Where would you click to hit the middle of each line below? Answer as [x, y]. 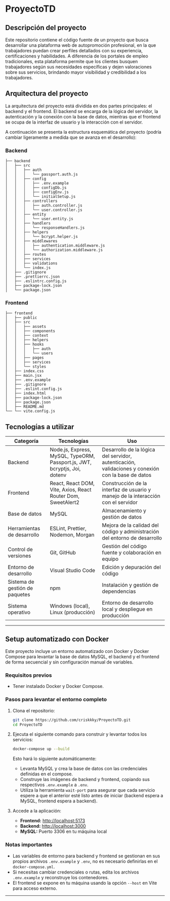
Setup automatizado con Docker [57, 639]
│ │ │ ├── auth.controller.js [44, 206]
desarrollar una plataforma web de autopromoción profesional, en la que [81, 45]
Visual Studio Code [72, 570]
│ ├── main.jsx [24, 376]
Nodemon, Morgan [72, 535]
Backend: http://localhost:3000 [53, 826]
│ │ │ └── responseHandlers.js [45, 228]
